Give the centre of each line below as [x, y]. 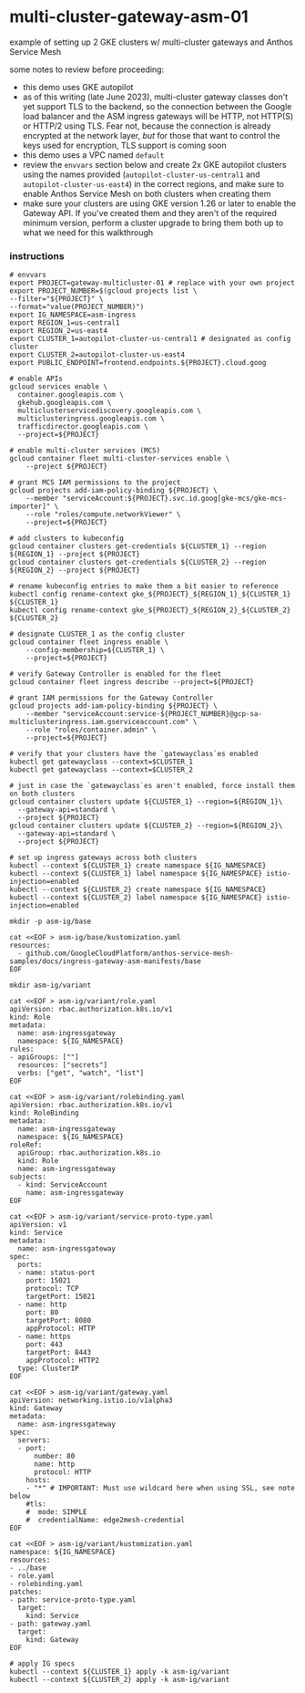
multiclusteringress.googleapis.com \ [91, 419]
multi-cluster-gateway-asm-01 [129, 17]
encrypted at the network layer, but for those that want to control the [151, 135]
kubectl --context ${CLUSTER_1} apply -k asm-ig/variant [120, 1672]
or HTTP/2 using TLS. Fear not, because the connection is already [147, 126]
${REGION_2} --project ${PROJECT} [75, 571]
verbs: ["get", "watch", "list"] [81, 1074]
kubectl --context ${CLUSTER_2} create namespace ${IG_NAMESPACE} [138, 890]
